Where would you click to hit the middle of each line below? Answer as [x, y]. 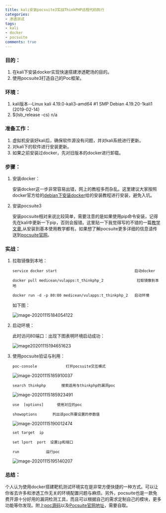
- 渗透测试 [15, 19]
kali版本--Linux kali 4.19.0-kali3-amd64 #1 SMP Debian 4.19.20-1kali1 [82, 104]
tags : [11, 24]
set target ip [28, 433]
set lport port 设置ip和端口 [43, 442]
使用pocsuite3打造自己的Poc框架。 [48, 78]
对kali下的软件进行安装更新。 [42, 146]
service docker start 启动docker [84, 271]
